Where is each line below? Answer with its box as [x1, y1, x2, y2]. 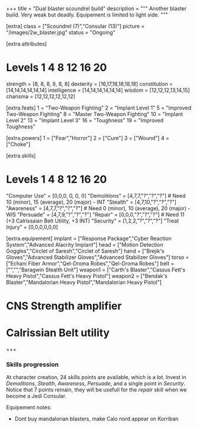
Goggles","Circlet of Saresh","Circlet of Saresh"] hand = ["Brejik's [6, 247, 165, 254]
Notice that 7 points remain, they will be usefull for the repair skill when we [6, 386, 187, 393]
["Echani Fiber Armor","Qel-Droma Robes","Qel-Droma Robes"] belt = [6, 260, 175, 267]
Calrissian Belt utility [6, 326, 110, 340]
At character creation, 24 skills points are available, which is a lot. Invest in [6, 374, 186, 381]
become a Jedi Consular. [6, 393, 66, 400]
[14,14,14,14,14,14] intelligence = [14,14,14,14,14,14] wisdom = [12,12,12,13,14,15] [6, 87, 190, 94]
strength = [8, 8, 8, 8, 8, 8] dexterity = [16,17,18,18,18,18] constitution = [6, 80, 173, 87]
